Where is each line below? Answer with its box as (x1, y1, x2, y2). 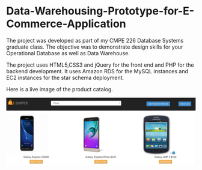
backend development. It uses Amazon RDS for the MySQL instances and (6, 67, 188, 74)
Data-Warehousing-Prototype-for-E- (6, 4, 194, 18)
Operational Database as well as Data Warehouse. (6, 49, 130, 56)
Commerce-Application (6, 17, 126, 31)
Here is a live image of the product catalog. (6, 85, 113, 93)
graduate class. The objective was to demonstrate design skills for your (6, 43, 183, 50)
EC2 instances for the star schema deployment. (6, 74, 124, 81)
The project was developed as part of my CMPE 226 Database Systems (6, 37, 184, 44)
